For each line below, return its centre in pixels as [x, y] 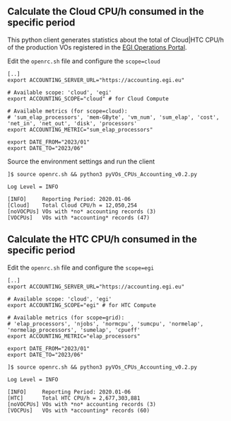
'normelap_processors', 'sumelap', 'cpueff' [74, 330]
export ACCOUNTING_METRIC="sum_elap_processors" [80, 129]
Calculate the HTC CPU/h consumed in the [102, 240]
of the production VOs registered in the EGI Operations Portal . [97, 47]
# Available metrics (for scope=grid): [66, 318]
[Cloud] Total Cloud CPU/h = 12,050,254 [72, 205]
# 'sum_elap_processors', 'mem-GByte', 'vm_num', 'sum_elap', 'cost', [113, 117]
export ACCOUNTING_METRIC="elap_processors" [74, 336]
